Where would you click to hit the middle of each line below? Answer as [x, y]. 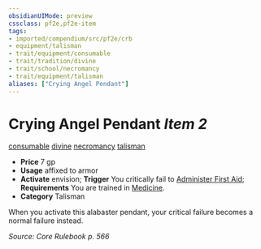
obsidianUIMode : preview [50, 16]
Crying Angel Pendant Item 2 [108, 124]
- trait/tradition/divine [52, 62]
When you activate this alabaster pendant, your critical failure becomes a [131, 213]
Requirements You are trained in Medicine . [92, 188]
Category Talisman [52, 196]
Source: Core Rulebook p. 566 [59, 237]
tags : [17, 31]
